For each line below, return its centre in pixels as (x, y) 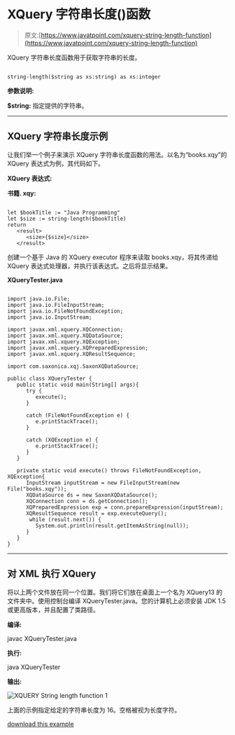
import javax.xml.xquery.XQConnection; (65, 329)
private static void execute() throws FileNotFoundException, (109, 470)
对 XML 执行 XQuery (52, 574)
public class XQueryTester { (50, 378)
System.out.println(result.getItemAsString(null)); (112, 526)
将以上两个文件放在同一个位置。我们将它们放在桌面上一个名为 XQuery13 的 (115, 592)
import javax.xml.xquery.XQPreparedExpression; (78, 348)
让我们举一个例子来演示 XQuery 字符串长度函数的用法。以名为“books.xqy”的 (117, 154)
